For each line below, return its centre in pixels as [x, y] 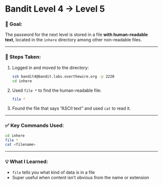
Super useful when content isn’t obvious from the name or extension [81, 177]
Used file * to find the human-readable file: [57, 90]
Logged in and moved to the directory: [50, 67]
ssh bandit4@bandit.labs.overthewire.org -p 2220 [63, 76]
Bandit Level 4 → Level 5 [55, 9]
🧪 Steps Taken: [23, 57]
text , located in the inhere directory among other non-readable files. [73, 40]
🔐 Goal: [14, 24]
